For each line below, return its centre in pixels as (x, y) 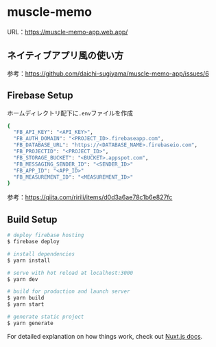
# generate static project (46, 317)
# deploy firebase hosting (46, 235)
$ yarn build (26, 298)
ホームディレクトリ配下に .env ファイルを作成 (70, 113)
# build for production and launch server (69, 292)
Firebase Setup (40, 96)
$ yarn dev (23, 279)
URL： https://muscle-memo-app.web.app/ (68, 32)
